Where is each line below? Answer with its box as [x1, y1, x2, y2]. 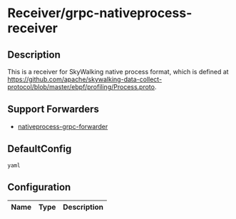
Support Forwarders [7, 103, 100, 116]
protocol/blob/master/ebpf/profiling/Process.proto [7, 83, 155, 91]
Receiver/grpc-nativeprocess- [7, 5, 193, 21]
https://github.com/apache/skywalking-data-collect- [7, 75, 163, 83]
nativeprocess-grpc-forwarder [17, 122, 108, 131]
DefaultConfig [7, 143, 72, 155]
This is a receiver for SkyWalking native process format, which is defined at [7, 68, 230, 76]
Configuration [7, 181, 71, 193]
